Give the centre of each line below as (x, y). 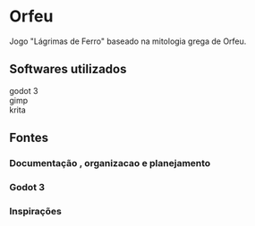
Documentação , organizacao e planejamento (110, 163)
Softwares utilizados (68, 69)
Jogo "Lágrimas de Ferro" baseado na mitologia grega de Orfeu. (128, 41)
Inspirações (36, 211)
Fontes (29, 138)
